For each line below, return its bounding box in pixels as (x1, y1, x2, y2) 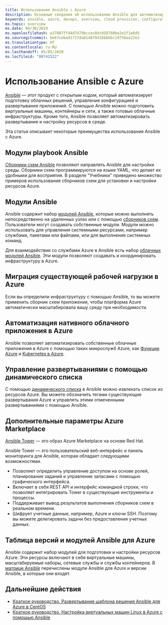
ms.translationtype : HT (5, 40, 55, 45)
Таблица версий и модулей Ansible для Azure (5, 536, 155, 544)
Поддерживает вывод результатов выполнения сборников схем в (12, 500, 154, 506)
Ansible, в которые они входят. (5, 570, 71, 576)
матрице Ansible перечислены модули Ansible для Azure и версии (5, 565, 146, 571)
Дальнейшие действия (5, 585, 81, 593)
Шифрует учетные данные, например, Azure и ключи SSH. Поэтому (12, 511, 157, 517)
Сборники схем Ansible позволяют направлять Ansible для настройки (5, 162, 154, 168)
